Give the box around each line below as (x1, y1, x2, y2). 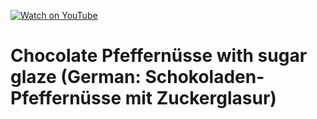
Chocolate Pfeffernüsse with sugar (10, 45, 308, 67)
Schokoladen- (144, 66, 265, 89)
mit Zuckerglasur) (124, 87, 277, 110)
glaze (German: (10, 66, 142, 89)
